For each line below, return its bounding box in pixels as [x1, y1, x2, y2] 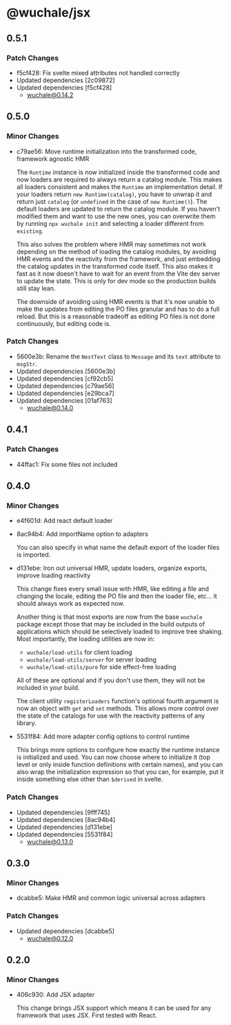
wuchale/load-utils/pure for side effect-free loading [26, 663, 177, 671]
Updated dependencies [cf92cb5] [16, 374, 114, 383]
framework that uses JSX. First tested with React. [16, 1011, 157, 1019]
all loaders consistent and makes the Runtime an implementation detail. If [16, 182, 223, 191]
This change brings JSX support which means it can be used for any [16, 1004, 212, 1013]
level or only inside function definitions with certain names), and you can [16, 760, 223, 769]
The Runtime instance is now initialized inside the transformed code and [16, 168, 220, 176]
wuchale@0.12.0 [26, 934, 74, 942]
